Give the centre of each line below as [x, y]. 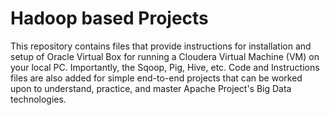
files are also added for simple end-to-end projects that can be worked [156, 78]
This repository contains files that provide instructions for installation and [161, 46]
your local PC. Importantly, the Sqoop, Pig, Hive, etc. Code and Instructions [165, 67]
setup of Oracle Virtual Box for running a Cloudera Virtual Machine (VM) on [165, 56]
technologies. [38, 99]
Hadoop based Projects [109, 18]
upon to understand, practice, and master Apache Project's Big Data [151, 88]
